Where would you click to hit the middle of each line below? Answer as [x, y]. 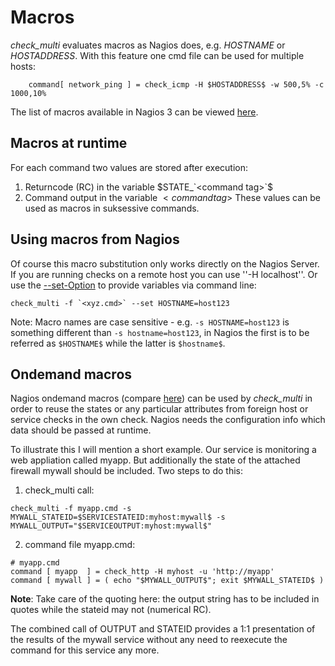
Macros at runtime [69, 143]
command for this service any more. [85, 650]
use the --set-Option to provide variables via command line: [133, 285]
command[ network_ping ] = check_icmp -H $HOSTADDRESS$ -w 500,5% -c [176, 84]
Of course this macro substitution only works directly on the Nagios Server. [165, 263]
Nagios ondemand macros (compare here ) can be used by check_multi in [161, 398]
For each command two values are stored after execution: [129, 167]
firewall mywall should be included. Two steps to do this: [126, 471]
